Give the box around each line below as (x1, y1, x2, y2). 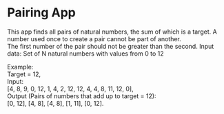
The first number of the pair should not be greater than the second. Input (7, 42, 214, 50)
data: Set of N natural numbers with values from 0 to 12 (7, 49, 164, 58)
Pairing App (7, 5, 76, 21)
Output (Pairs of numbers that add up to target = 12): (7, 91, 156, 100)
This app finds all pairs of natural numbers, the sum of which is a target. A (7, 27, 217, 36)
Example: (7, 62, 34, 71)
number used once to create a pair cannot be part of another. (7, 34, 181, 43)
